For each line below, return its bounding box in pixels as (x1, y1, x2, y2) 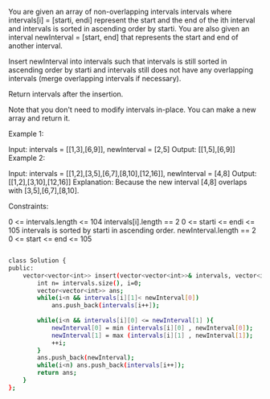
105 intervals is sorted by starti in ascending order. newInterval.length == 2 (8, 225, 257, 235)
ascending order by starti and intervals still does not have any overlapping (8, 65, 254, 75)
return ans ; (37, 369, 78, 377)
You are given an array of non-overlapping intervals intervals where (8, 7, 232, 16)
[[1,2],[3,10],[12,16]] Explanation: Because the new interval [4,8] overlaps (8, 177, 247, 187)
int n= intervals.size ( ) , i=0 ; (37, 279, 142, 287)
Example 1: (8, 129, 44, 138)
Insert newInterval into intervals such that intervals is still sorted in (8, 56, 227, 66)
